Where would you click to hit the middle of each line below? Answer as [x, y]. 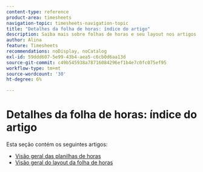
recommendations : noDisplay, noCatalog [57, 51]
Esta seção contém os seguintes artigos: [57, 144]
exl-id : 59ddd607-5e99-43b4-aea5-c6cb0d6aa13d [66, 57]
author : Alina [24, 40]
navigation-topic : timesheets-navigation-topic [68, 23]
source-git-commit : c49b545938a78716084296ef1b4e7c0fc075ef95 [86, 62]
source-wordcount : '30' [36, 74]
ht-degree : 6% [24, 79]
